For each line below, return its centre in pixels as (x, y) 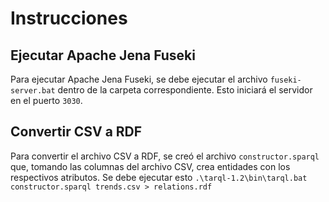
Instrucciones (69, 18)
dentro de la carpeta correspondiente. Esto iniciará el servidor (185, 90)
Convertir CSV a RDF (76, 132)
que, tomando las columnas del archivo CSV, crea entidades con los (150, 166)
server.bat (33, 91)
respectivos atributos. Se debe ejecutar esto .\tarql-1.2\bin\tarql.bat (159, 177)
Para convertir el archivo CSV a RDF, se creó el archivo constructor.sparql (165, 156)
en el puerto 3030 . (46, 100)
